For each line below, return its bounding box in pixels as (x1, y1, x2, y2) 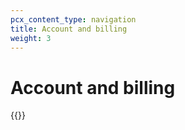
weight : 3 (10, 33, 52, 43)
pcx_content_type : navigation (10, 14, 137, 25)
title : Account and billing (10, 24, 128, 34)
